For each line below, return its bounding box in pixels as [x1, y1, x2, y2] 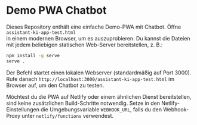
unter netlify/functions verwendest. [21, 112, 114, 119]
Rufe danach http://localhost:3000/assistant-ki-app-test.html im [6, 75, 175, 82]
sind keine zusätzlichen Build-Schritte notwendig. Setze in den [6, 99, 160, 107]
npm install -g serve [6, 52, 60, 58]
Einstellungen [6, 105, 40, 113]
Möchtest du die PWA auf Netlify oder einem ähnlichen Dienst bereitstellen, [6, 93, 192, 100]
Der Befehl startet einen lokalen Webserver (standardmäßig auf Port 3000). [6, 69, 192, 76]
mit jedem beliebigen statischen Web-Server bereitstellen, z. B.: [6, 41, 163, 48]
